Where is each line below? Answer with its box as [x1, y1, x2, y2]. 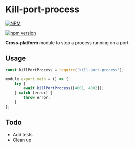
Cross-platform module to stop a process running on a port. [5, 39, 130, 46]
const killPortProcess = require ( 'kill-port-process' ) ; [5, 67, 124, 72]
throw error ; [23, 95, 51, 100]
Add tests [12, 131, 33, 137]
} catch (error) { [14, 90, 53, 96]
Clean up [12, 137, 32, 143]
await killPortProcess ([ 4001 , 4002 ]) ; [23, 86, 104, 91]
